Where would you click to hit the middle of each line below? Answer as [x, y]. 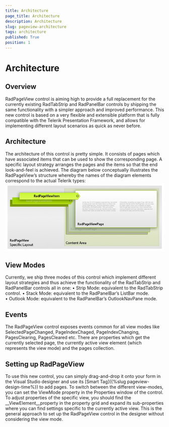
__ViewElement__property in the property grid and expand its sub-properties [84, 403]
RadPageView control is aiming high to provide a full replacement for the [80, 99]
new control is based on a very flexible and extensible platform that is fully [82, 115]
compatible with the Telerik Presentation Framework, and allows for [75, 120]
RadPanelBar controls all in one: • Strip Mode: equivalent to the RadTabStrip [84, 288]
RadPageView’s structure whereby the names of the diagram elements [78, 175]
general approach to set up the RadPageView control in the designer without [84, 414]
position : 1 [18, 43]
